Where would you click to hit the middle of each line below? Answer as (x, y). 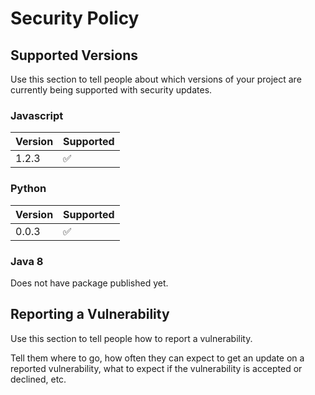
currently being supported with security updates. (111, 90)
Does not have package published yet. (89, 283)
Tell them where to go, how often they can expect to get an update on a (157, 358)
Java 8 (27, 261)
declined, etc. (38, 379)
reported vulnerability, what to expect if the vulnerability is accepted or (156, 368)
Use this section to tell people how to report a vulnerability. (131, 338)
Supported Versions (74, 55)
